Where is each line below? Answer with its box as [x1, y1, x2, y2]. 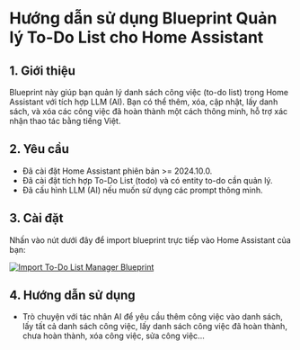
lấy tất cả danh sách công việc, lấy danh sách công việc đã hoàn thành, [22, 321, 287, 332]
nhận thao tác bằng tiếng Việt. [9, 116, 121, 126]
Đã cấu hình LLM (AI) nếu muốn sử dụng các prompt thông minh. [22, 184, 263, 195]
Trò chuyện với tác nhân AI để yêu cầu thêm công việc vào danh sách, [22, 311, 283, 322]
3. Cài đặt [9, 211, 64, 226]
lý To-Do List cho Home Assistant [9, 27, 264, 48]
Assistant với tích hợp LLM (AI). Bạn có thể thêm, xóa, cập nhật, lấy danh [9, 96, 278, 107]
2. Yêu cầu [9, 141, 70, 157]
